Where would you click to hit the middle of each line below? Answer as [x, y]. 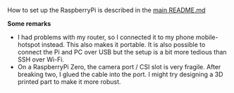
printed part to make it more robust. [69, 82]
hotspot [29, 44]
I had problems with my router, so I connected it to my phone [106, 37]
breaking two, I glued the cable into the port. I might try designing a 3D [120, 74]
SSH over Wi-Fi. [41, 59]
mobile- [207, 37]
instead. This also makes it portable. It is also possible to [123, 44]
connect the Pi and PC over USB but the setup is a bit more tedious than [122, 52]
